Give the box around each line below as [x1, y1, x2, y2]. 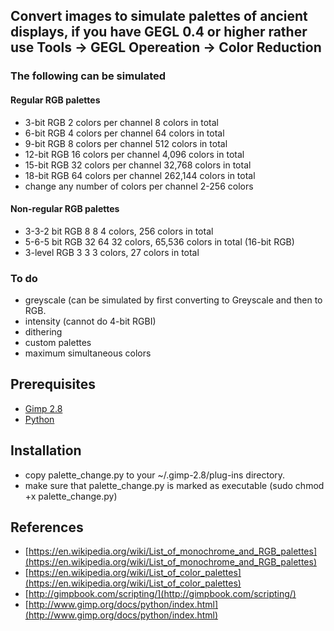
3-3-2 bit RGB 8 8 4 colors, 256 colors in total [24, 225, 214, 237]
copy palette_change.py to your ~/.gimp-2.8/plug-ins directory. [24, 469, 286, 481]
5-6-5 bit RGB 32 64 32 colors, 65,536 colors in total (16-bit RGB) [24, 235, 295, 248]
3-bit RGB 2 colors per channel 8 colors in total [24, 116, 219, 128]
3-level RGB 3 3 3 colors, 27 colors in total [24, 246, 200, 258]
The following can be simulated [10, 69, 167, 83]
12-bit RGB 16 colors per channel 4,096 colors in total [24, 148, 245, 160]
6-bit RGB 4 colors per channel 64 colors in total [24, 127, 225, 139]
